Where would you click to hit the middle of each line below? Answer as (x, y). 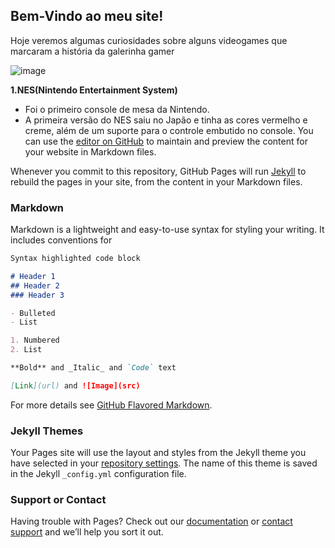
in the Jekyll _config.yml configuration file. (98, 474)
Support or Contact (58, 500)
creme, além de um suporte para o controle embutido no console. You (169, 130)
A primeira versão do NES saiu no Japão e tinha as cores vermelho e (166, 120)
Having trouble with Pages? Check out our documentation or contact (151, 521)
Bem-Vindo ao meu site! (87, 16)
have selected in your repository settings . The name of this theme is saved (164, 463)
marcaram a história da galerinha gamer (92, 51)
